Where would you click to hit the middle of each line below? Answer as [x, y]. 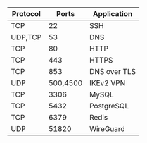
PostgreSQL [109, 106]
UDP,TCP [26, 37]
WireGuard [107, 129]
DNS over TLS [113, 71]
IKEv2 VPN [107, 83]
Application [113, 14]
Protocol [26, 14]
